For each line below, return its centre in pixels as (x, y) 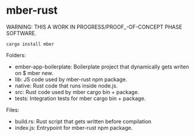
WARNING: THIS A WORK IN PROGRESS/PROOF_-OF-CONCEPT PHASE (94, 27)
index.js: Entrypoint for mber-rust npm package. (73, 127)
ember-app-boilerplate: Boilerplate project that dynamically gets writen (102, 67)
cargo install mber (30, 44)
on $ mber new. (34, 73)
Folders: (16, 55)
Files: (13, 110)
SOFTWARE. (21, 33)
